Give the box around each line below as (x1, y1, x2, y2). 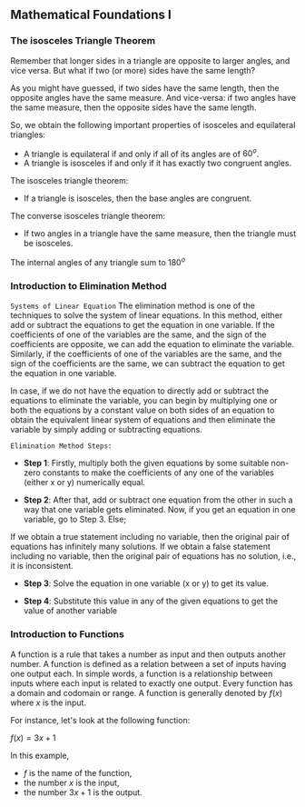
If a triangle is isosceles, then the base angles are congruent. (23, 193, 252, 204)
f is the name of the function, (23, 767, 133, 778)
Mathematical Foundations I (10, 7, 172, 23)
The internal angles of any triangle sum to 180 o (10, 255, 185, 267)
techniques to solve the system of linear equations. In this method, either (10, 310, 283, 321)
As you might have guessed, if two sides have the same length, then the (10, 82, 280, 94)
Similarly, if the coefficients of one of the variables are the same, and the (10, 349, 282, 360)
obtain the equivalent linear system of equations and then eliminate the (10, 414, 276, 425)
